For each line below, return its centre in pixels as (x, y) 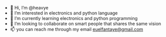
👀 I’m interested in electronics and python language (64, 13)
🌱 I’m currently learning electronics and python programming (74, 18)
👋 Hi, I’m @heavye (29, 8)
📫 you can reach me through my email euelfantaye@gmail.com (77, 29)
